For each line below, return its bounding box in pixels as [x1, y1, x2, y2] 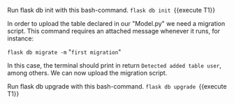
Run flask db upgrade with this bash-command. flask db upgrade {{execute [7, 82, 227, 90]
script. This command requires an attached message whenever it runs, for [7, 27, 221, 35]
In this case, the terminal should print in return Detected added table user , [7, 61, 222, 69]
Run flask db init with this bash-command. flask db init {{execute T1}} [7, 6, 215, 14]
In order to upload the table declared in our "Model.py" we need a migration [7, 20, 226, 27]
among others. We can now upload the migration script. [7, 69, 168, 77]
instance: [7, 34, 34, 43]
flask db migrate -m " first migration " [7, 48, 122, 56]
